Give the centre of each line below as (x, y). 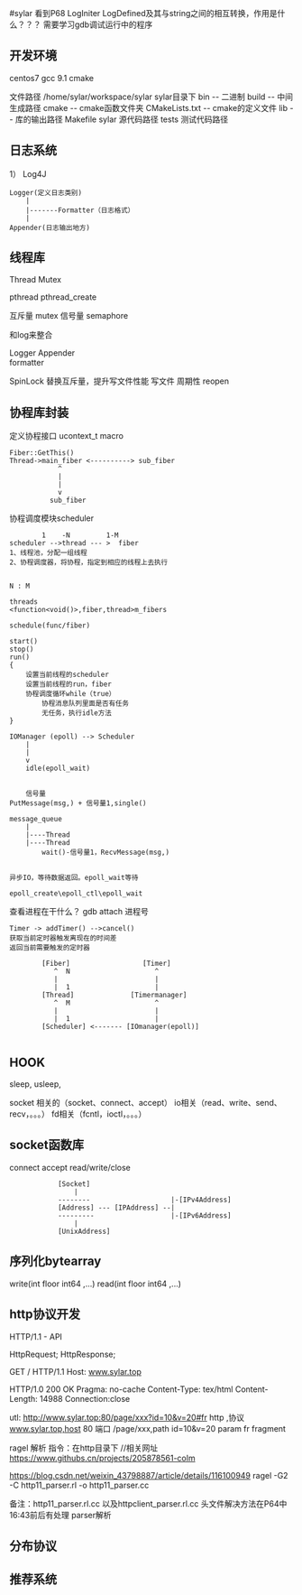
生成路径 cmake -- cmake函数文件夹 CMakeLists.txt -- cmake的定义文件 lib (149, 107)
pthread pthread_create (53, 297)
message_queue (36, 820)
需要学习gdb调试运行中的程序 (98, 24)
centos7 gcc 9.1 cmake (52, 78)
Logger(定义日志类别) (46, 192)
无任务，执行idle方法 (77, 713)
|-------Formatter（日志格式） (80, 210)
